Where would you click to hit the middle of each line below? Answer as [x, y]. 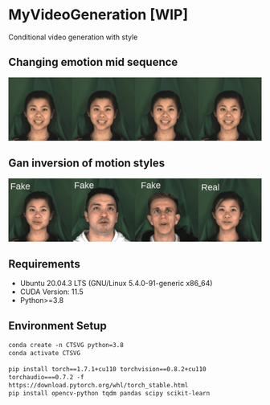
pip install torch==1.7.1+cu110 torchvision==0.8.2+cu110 [107, 370]
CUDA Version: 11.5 [51, 292]
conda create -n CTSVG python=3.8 [66, 346]
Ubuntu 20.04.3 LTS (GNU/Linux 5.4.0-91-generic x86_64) [116, 284]
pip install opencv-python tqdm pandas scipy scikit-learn [109, 394]
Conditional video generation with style [73, 37]
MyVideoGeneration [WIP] [98, 15]
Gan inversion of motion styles [87, 164]
